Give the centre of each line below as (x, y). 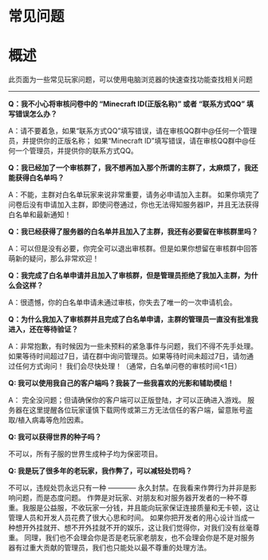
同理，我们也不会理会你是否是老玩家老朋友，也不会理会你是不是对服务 (139, 538)
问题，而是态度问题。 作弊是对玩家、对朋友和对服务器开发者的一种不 (128, 498)
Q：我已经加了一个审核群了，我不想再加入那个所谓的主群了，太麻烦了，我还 (133, 168)
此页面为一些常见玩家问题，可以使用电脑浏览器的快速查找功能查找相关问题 (130, 80)
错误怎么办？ (36, 114)
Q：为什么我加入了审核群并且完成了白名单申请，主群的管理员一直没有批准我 (133, 319)
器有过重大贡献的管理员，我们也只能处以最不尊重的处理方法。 (110, 548)
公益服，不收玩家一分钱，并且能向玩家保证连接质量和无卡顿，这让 (151, 508)
